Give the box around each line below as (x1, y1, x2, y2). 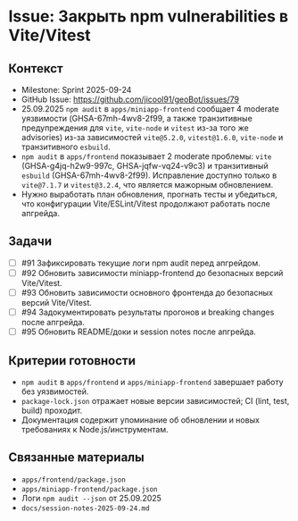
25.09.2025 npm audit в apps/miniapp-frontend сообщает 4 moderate (21, 104, 280, 113)
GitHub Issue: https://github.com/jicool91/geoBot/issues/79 (21, 94, 240, 105)
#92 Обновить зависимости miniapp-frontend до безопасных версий (21, 267, 284, 278)
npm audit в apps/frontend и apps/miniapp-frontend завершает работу (21, 376, 284, 387)
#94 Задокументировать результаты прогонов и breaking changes (21, 307, 275, 317)
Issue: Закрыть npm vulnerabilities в (8, 6, 289, 27)
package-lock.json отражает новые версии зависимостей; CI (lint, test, (21, 395, 290, 406)
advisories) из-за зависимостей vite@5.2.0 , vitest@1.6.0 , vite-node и (21, 132, 284, 142)
